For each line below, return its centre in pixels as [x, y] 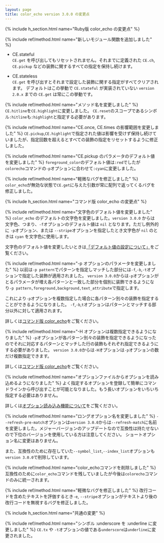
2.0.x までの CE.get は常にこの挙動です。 [53, 94]
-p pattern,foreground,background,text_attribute [61, 288]
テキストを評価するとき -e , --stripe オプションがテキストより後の [92, 496]
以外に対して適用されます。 [37, 310]
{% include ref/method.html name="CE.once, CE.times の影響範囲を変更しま [82, 127]
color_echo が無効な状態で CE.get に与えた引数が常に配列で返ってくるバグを [80, 185]
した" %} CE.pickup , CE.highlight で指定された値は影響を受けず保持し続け [79, 133]
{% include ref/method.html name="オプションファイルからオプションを [78, 377]
